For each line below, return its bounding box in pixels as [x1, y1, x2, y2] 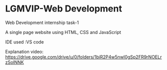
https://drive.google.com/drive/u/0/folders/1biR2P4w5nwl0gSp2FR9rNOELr [5, 53, 162, 60]
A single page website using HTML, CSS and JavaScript [5, 29, 122, 35]
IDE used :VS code [5, 38, 44, 45]
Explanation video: [5, 48, 44, 54]
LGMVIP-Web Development [5, 3, 122, 14]
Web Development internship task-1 [5, 19, 79, 25]
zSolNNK [5, 59, 24, 65]
